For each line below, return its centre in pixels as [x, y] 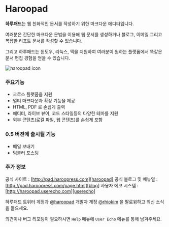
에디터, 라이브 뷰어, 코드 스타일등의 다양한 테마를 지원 [65, 113]
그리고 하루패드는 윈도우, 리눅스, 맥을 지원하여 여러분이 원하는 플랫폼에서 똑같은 [84, 51]
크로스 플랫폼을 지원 [32, 94]
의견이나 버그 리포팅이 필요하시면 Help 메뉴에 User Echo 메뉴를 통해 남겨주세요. [84, 219]
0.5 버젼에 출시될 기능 [30, 134]
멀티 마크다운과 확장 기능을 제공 [44, 101]
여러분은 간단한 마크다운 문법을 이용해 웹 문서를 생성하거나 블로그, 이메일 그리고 [84, 34]
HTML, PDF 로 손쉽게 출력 [39, 107]
